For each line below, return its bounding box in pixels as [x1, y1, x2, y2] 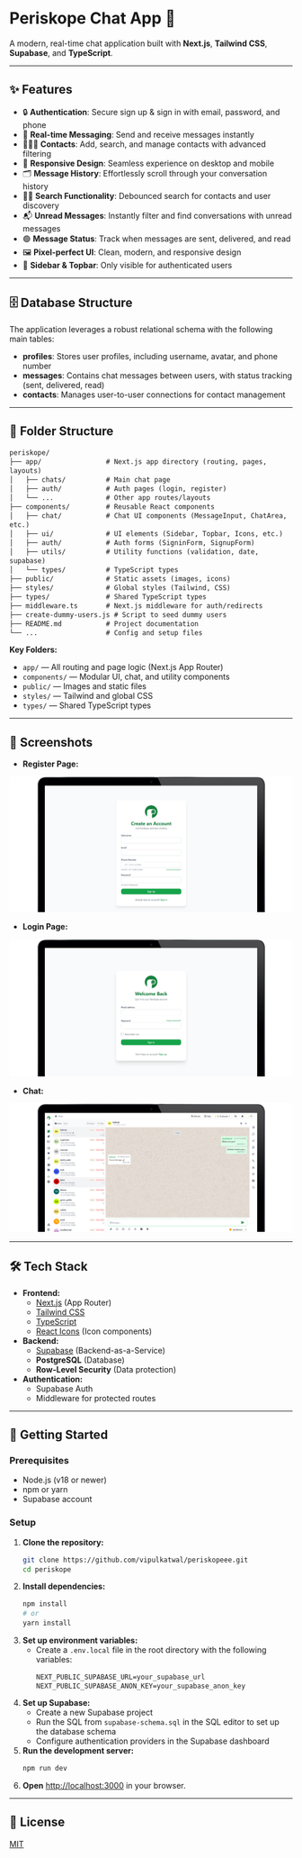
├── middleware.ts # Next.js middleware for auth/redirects [9, 602, 263, 611]
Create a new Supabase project [35, 1707, 153, 1718]
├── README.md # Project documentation [9, 620, 200, 629]
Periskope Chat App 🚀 [9, 8, 176, 29]
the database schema [35, 1727, 117, 1737]
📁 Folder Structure [9, 423, 114, 439]
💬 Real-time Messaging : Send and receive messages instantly [22, 129, 254, 140]
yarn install [22, 1618, 72, 1628]
